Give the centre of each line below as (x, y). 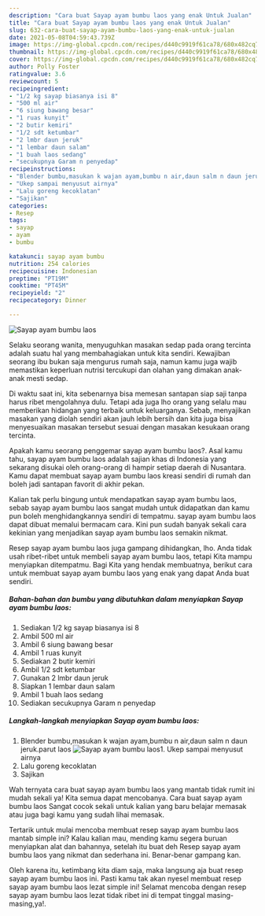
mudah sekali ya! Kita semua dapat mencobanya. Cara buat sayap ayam (126, 798)
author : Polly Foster (44, 67)
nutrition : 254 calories (50, 264)
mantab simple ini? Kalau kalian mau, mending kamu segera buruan (118, 838)
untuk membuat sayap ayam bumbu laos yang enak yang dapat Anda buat (129, 573)
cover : (20, 60)
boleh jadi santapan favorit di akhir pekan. (77, 484)
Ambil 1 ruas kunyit (51, 652)
